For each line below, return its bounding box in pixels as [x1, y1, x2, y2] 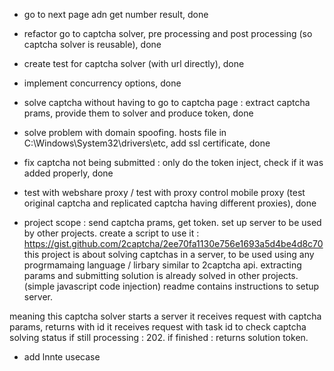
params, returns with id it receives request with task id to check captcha [9, 321, 307, 333]
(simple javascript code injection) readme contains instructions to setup [23, 280, 320, 292]
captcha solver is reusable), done [23, 39, 162, 50]
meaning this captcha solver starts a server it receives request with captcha [9, 310, 322, 322]
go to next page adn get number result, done [23, 9, 209, 20]
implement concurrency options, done [23, 77, 182, 89]
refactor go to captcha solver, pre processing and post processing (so [23, 28, 313, 39]
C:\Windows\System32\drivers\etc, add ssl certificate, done [23, 137, 271, 149]
